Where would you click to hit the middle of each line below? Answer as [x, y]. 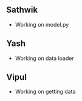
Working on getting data [45, 92]
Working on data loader [44, 58]
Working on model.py [42, 24]
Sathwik [22, 10]
